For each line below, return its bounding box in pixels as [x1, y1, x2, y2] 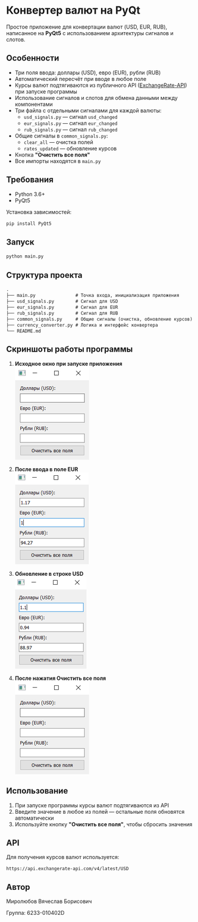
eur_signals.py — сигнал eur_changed [23, 120, 118, 127]
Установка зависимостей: [6, 208, 72, 215]
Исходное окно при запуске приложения [14, 360, 123, 367]
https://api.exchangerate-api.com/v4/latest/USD [6, 866, 129, 872]
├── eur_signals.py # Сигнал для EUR [6, 304, 118, 310]
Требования [6, 175, 54, 185]
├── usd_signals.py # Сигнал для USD [6, 298, 118, 304]
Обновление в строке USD [14, 570, 84, 577]
